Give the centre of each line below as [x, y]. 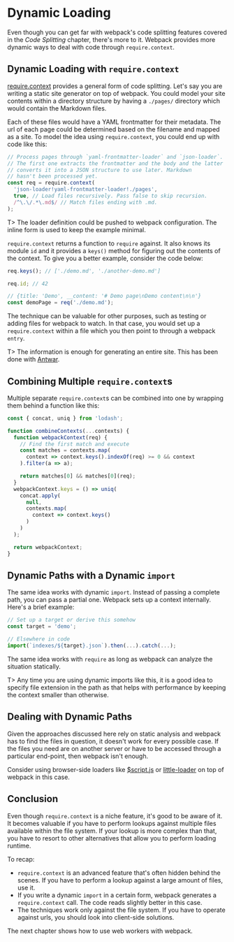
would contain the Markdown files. [57, 108]
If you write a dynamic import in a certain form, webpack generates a [117, 895]
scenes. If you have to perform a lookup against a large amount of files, [120, 880]
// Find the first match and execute [75, 444]
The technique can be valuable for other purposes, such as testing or [107, 316]
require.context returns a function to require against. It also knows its [109, 243]
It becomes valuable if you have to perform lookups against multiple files [112, 823]
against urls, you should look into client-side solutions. [96, 917]
